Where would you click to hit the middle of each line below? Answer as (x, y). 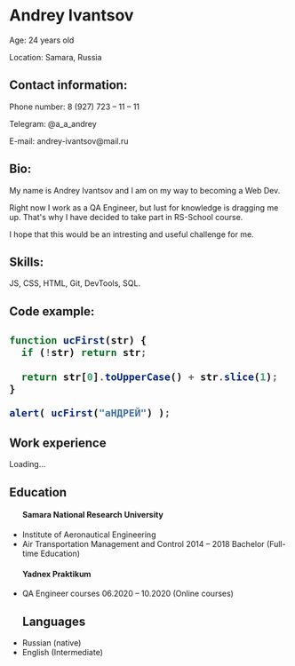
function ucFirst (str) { (78, 341)
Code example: (52, 311)
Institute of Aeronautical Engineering (89, 535)
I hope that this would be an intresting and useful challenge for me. (132, 234)
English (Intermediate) (63, 653)
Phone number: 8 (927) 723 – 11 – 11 (75, 107)
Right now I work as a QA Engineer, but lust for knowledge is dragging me (144, 207)
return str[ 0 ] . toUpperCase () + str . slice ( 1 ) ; (149, 377)
